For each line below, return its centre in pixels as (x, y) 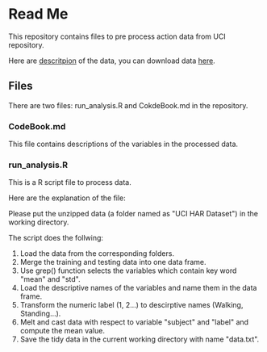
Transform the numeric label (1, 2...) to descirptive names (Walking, (131, 305)
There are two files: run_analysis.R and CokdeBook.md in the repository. (128, 105)
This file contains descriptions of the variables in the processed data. (123, 144)
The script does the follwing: (56, 238)
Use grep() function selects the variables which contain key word (128, 270)
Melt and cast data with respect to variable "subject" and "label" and (134, 322)
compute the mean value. (62, 331)
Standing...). (40, 314)
